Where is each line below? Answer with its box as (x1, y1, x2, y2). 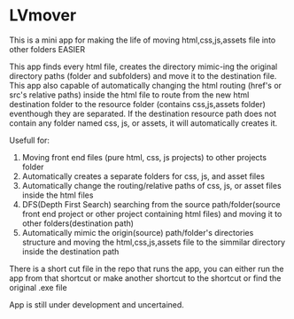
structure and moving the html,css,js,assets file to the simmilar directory (21, 237, 286, 247)
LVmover (9, 5, 77, 26)
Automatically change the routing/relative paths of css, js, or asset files (21, 180, 282, 191)
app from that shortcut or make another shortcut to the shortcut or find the (9, 272, 282, 284)
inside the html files (21, 190, 94, 200)
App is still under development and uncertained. (9, 299, 184, 310)
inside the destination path (21, 245, 120, 257)
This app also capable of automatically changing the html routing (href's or (9, 80, 282, 90)
